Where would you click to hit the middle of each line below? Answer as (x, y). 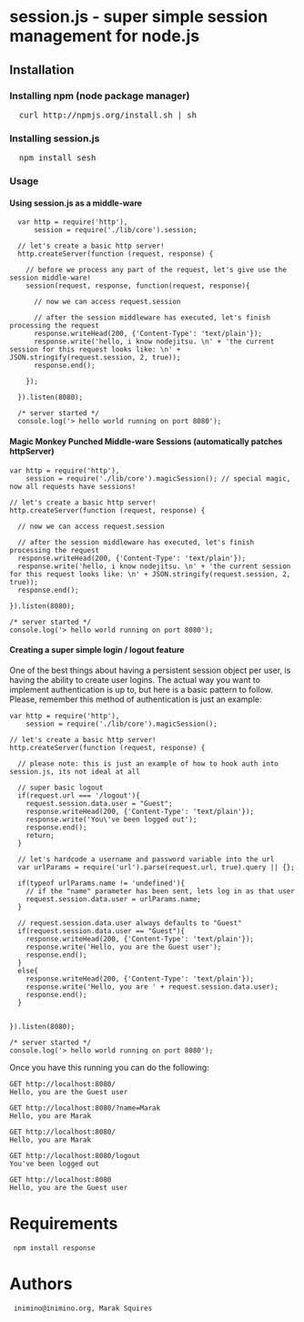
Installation (42, 70)
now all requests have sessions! (73, 486)
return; (40, 835)
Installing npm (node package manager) (100, 96)
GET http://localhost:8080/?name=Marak (85, 1108)
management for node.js (105, 36)
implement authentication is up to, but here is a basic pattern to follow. (141, 689)
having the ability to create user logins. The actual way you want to (135, 679)
